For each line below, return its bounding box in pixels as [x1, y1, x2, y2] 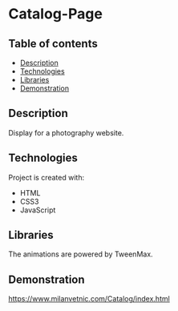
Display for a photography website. [8, 127, 124, 137]
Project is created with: [8, 172, 85, 182]
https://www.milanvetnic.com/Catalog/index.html [8, 294, 170, 304]
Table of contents [8, 37, 98, 50]
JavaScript [19, 205, 56, 215]
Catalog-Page [8, 5, 103, 23]
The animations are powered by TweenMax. [8, 249, 154, 259]
